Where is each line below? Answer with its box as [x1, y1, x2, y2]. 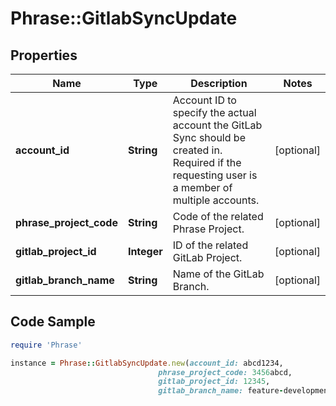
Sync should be [172, 131, 246, 144]
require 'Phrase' [10, 340, 83, 350]
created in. [172, 143, 223, 157]
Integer [127, 245, 163, 258]
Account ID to [172, 93, 237, 107]
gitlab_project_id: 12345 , [158, 377, 271, 387]
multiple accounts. [172, 193, 260, 207]
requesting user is [172, 168, 258, 182]
